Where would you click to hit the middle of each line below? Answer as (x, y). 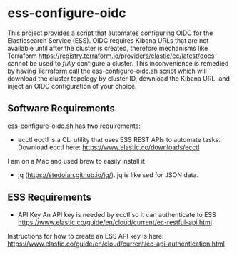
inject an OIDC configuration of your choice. (72, 86)
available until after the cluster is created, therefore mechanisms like (108, 48)
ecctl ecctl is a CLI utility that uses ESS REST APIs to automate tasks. (119, 139)
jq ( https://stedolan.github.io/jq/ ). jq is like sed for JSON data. (108, 175)
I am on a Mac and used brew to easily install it (76, 161)
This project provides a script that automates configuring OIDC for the (110, 33)
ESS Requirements (49, 197)
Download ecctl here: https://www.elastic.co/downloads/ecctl (109, 147)
